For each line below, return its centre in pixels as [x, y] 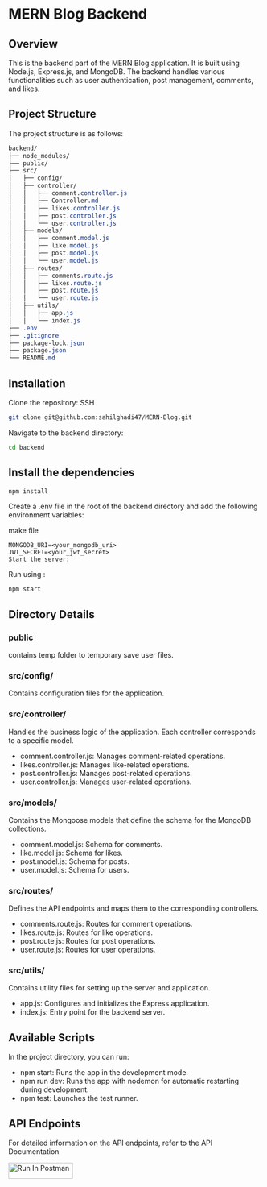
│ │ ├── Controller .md [53, 201]
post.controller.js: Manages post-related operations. [106, 773]
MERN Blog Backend [78, 14]
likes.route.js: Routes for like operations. [86, 932]
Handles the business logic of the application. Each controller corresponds [132, 732]
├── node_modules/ [39, 156]
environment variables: [46, 515]
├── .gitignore [34, 335]
